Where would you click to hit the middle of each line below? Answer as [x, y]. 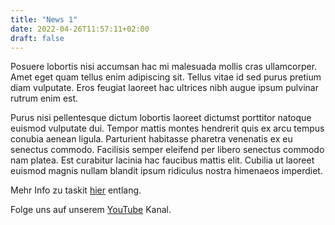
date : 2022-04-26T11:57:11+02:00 [80, 29]
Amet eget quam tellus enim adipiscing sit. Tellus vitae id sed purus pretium [166, 77]
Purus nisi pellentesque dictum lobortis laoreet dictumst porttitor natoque [161, 118]
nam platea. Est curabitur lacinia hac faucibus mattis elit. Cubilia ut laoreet [162, 160]
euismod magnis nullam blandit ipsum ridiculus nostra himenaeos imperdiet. [166, 171]
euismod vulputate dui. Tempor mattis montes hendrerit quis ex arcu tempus [167, 128]
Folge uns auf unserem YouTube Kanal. [91, 210]
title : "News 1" [44, 19]
